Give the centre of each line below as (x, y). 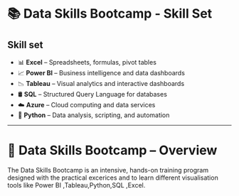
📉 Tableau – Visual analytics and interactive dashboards (101, 83)
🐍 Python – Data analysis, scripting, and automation (94, 115)
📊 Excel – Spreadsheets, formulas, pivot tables (87, 62)
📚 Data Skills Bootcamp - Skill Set (110, 14)
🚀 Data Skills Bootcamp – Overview (112, 151)
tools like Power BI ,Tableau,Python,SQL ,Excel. (76, 185)
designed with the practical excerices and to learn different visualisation (113, 178)
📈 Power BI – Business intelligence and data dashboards (101, 73)
